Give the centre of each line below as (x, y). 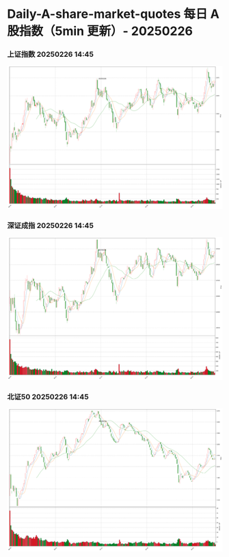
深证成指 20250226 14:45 (51, 225)
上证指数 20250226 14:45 (51, 54)
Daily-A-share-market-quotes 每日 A (113, 14)
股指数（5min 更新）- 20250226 (100, 31)
